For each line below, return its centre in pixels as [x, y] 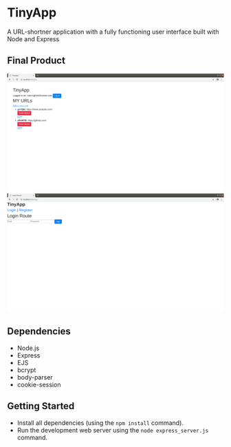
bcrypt [26, 370]
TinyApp [32, 13]
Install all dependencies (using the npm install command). [100, 423]
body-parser [35, 377]
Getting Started [41, 406]
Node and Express [33, 39]
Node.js [28, 348]
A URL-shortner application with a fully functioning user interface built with [113, 32]
